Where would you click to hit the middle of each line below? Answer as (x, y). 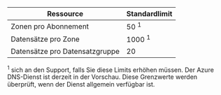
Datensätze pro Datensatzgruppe (65, 51)
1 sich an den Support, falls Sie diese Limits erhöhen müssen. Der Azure (111, 69)
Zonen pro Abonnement (50, 26)
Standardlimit (149, 14)
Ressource (65, 14)
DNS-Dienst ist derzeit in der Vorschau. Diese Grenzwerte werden (102, 77)
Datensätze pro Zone (45, 39)
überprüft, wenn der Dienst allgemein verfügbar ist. (81, 85)
